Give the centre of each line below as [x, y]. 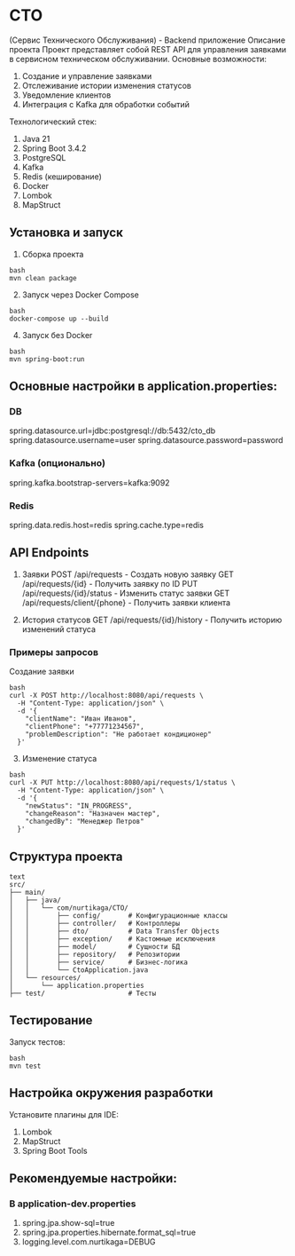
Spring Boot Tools [54, 1150]
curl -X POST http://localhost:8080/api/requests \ [106, 696]
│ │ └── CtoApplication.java [79, 970]
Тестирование [51, 1020]
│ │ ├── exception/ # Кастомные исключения [113, 939]
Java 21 [36, 138]
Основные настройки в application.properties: [143, 387]
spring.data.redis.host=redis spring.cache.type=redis [106, 525]
